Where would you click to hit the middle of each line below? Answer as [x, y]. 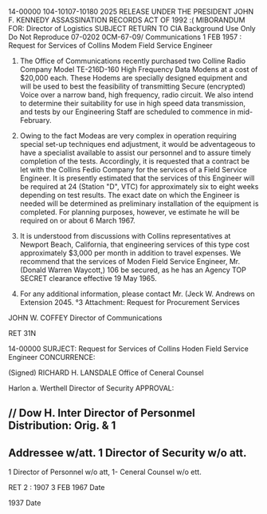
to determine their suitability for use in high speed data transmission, [132, 103]
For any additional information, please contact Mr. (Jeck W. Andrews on [137, 294]
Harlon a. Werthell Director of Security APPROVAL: [91, 388]
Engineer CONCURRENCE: [52, 357]
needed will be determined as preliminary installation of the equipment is [139, 204]
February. [35, 120]
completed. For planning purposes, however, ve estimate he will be [130, 212]
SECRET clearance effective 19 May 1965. [88, 278]
